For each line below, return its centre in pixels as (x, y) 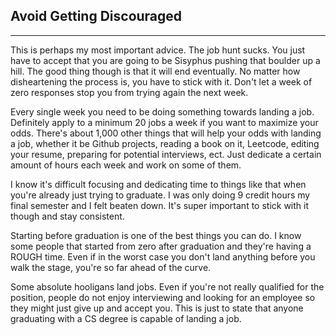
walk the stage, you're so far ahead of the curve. (111, 267)
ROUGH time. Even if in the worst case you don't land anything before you (163, 256)
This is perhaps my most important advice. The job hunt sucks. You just (158, 50)
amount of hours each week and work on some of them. (126, 165)
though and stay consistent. (67, 216)
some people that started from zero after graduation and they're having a (161, 246)
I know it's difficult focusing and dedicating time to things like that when (158, 184)
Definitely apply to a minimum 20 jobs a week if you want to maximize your (164, 122)
